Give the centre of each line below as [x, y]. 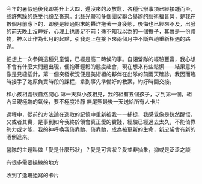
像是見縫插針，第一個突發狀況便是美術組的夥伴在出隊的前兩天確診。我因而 [98, 74]
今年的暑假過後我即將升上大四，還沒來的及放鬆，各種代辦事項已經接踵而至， [101, 9]
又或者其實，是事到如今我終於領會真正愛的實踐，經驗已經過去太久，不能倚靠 [101, 122]
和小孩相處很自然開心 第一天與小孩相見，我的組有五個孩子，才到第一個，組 [99, 94]
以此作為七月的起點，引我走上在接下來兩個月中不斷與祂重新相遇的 [103, 39]
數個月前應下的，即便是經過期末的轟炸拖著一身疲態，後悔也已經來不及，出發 [101, 24]
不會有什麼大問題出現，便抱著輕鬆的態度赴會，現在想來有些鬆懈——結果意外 [101, 67]
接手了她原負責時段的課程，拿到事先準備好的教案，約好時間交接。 [93, 82]
